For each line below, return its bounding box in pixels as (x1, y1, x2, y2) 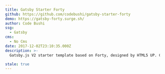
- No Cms (9, 39, 27, 44)
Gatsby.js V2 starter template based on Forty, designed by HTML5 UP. (9, 52, 157, 58)
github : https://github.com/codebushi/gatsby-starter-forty (5, 12, 131, 17)
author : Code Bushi (5, 21, 45, 26)
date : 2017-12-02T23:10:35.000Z (5, 44, 71, 49)
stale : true (5, 62, 29, 67)
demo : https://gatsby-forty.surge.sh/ (5, 16, 84, 21)
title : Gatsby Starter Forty (5, 7, 65, 12)
